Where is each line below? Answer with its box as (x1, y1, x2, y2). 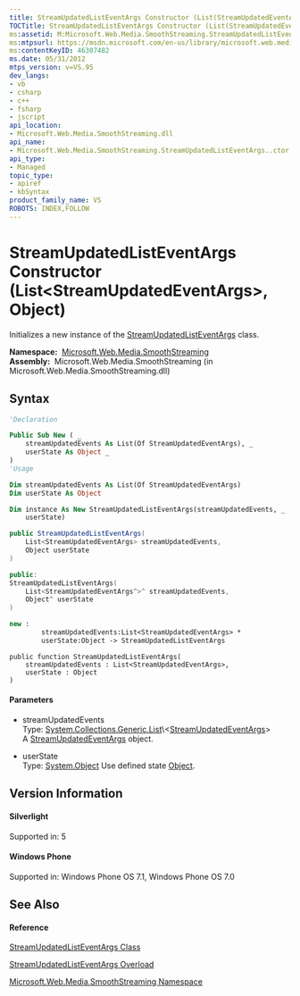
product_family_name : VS (9, 196, 102, 205)
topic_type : (9, 171, 54, 180)
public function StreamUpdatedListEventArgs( (9, 652, 181, 661)
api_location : (9, 121, 62, 130)
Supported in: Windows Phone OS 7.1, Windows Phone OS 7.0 (9, 871, 235, 882)
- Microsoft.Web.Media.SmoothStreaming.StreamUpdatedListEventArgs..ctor (9, 146, 290, 155)
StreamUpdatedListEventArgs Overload (9, 959, 154, 970)
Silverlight (9, 810, 49, 822)
